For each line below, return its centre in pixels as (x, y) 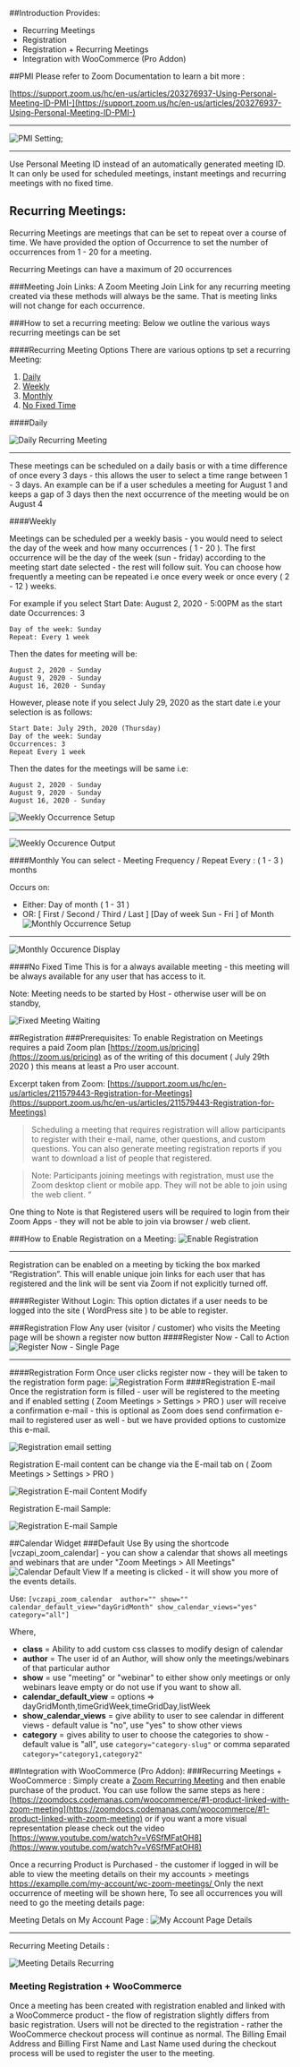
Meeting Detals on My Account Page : (79, 1919)
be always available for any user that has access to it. (108, 976)
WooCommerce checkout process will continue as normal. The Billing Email (148, 2034)
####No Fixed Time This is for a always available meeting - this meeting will (150, 966)
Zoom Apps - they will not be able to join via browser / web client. (130, 1221)
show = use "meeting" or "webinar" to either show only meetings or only (156, 1677)
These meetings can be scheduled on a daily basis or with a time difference (149, 466)
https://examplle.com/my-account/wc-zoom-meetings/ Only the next (136, 1883)
